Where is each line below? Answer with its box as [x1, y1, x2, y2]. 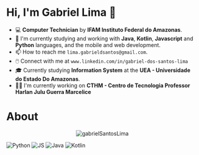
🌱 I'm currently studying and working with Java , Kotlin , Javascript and [15, 35, 194, 42]
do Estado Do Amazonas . [15, 75, 80, 82]
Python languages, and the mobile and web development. [15, 41, 161, 48]
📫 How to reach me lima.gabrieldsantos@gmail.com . [15, 48, 148, 56]
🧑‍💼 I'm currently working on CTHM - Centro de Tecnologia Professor [15, 82, 190, 89]
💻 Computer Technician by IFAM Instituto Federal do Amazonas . [15, 26, 183, 33]
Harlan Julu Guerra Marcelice [15, 88, 91, 95]
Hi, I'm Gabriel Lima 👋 [6, 5, 117, 20]
